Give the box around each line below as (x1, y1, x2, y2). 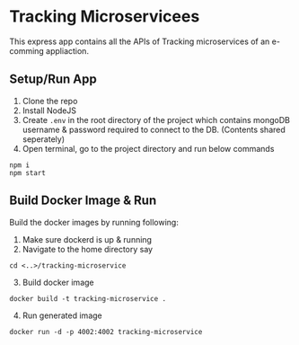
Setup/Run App (9, 72, 97, 87)
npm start (9, 168, 47, 177)
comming (9, 45, 45, 56)
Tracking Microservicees (9, 6, 200, 27)
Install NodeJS (22, 105, 77, 116)
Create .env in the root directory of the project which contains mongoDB (22, 114, 290, 125)
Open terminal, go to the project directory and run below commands (22, 143, 275, 154)
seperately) (22, 133, 66, 145)
